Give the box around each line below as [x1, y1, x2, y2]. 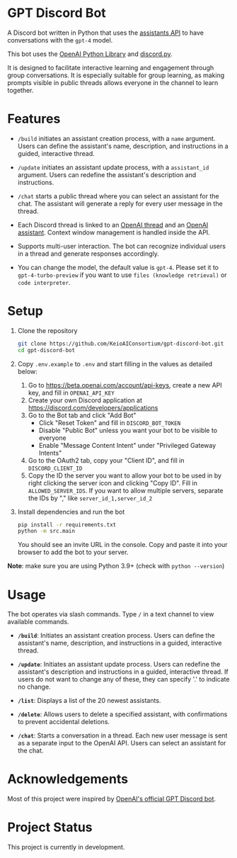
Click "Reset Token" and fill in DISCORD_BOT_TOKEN [38, 418, 181, 427]
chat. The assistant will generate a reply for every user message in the [17, 199, 223, 208]
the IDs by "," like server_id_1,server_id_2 [28, 494, 153, 502]
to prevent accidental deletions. [17, 718, 110, 726]
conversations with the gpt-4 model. [7, 35, 113, 44]
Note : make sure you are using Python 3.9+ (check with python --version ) [7, 562, 225, 570]
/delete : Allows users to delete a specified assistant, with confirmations [17, 710, 228, 718]
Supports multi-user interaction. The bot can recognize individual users [17, 242, 226, 250]
